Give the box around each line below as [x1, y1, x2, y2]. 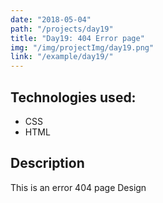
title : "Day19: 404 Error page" [10, 33, 145, 43]
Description [10, 155, 85, 172]
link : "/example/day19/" [10, 52, 114, 62]
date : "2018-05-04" [10, 14, 92, 25]
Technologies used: [10, 89, 137, 106]
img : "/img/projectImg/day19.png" [10, 42, 155, 53]
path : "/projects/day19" [10, 24, 114, 34]
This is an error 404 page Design [10, 181, 147, 193]
